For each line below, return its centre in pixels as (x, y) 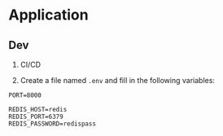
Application (48, 15)
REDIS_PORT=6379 (36, 116)
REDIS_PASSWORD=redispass (52, 124)
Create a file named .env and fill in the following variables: (118, 80)
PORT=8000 (25, 95)
